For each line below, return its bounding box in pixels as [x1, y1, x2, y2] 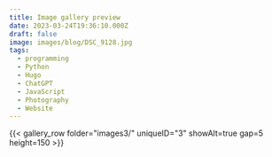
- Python [17, 63, 50, 72]
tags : [9, 46, 29, 55]
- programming [17, 54, 69, 63]
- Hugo [17, 71, 42, 80]
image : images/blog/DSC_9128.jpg [9, 37, 133, 47]
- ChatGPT [17, 79, 53, 88]
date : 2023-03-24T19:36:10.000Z [9, 21, 128, 30]
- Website [17, 104, 53, 113]
